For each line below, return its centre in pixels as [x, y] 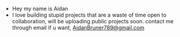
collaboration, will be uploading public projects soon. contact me [93, 21]
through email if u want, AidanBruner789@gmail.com [78, 27]
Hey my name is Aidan [40, 9]
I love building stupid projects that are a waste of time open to [89, 15]
